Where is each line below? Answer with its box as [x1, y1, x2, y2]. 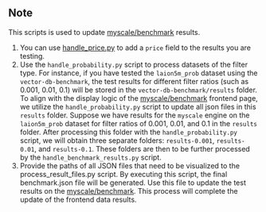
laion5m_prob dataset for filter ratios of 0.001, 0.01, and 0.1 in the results [19, 118, 257, 128]
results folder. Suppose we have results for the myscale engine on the [19, 110, 250, 120]
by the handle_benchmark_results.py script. [19, 152, 162, 162]
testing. [19, 51, 45, 60]
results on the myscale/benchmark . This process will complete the [19, 186, 238, 195]
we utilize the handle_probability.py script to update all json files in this [19, 102, 256, 111]
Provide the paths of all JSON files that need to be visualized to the [19, 160, 241, 170]
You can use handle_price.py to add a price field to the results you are [19, 43, 252, 52]
